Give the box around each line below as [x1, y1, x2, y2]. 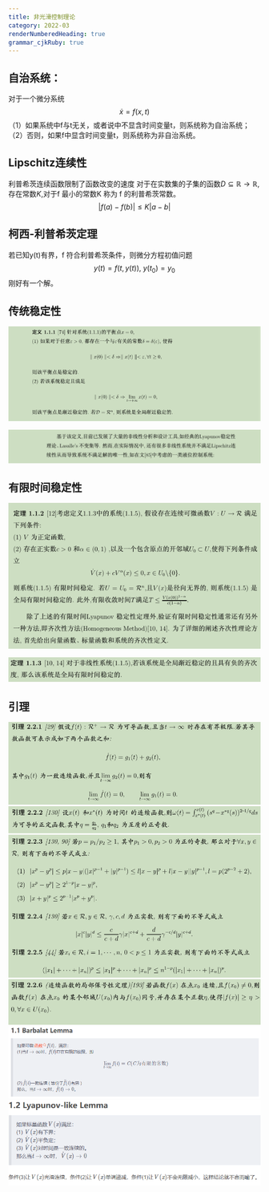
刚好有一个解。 [8, 278, 58, 288]
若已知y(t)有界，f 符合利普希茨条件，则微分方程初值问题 [8, 249, 193, 260]
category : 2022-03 [8, 21, 70, 30]
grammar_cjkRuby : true [8, 39, 84, 47]
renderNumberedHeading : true [8, 30, 106, 38]
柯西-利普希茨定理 [8, 227, 98, 241]
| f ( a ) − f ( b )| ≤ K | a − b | [98, 201, 171, 212]
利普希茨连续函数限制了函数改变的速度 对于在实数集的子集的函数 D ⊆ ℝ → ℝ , [8, 179, 260, 189]
